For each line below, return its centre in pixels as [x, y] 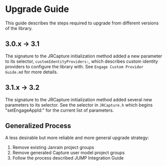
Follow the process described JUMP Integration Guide [68, 158]
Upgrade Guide [37, 9]
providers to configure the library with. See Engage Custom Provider [74, 66]
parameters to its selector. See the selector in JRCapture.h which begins [79, 105]
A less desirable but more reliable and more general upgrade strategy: [77, 138]
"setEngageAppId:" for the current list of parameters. [60, 110]
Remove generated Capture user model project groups [69, 153]
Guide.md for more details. [32, 72]
